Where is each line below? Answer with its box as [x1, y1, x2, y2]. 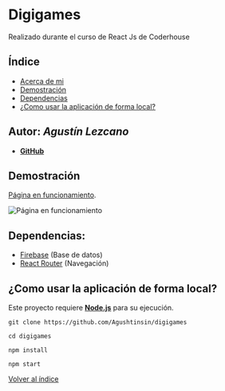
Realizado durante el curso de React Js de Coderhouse [8, 32, 190, 41]
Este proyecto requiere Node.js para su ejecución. [8, 303, 174, 312]
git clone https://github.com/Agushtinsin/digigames [8, 318, 187, 326]
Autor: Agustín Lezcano [8, 125, 129, 139]
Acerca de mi [19, 76, 64, 85]
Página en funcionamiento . [8, 190, 97, 200]
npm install [8, 346, 48, 354]
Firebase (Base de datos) [19, 250, 103, 260]
